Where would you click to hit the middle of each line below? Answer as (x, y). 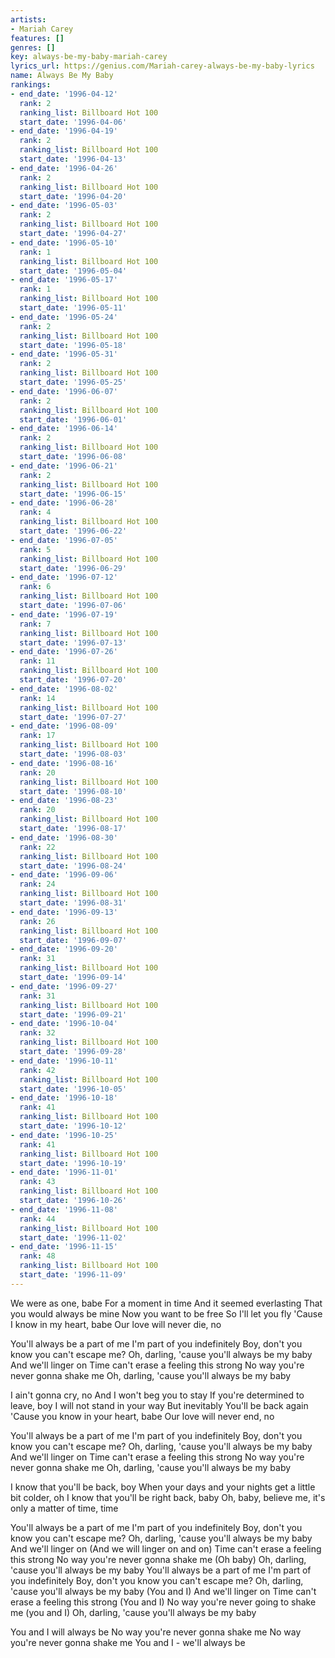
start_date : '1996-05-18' (73, 345)
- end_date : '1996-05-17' (64, 280)
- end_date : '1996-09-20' (64, 949)
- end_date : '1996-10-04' (64, 1024)
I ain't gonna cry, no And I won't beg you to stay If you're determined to (157, 1395)
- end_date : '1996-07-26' (64, 652)
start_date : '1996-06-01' (73, 419)
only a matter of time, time (64, 1508)
